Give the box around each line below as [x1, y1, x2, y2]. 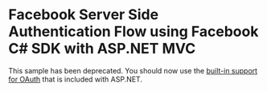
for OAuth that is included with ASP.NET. [8, 74, 143, 84]
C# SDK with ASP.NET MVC [8, 40, 196, 57]
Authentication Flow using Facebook [8, 22, 259, 41]
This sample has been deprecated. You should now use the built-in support [8, 65, 258, 75]
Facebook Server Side [8, 6, 159, 24]
